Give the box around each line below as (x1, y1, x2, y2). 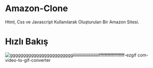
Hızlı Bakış (5, 36, 48, 47)
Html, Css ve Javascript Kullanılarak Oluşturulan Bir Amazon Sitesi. (5, 19, 139, 25)
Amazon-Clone (5, 3, 68, 14)
